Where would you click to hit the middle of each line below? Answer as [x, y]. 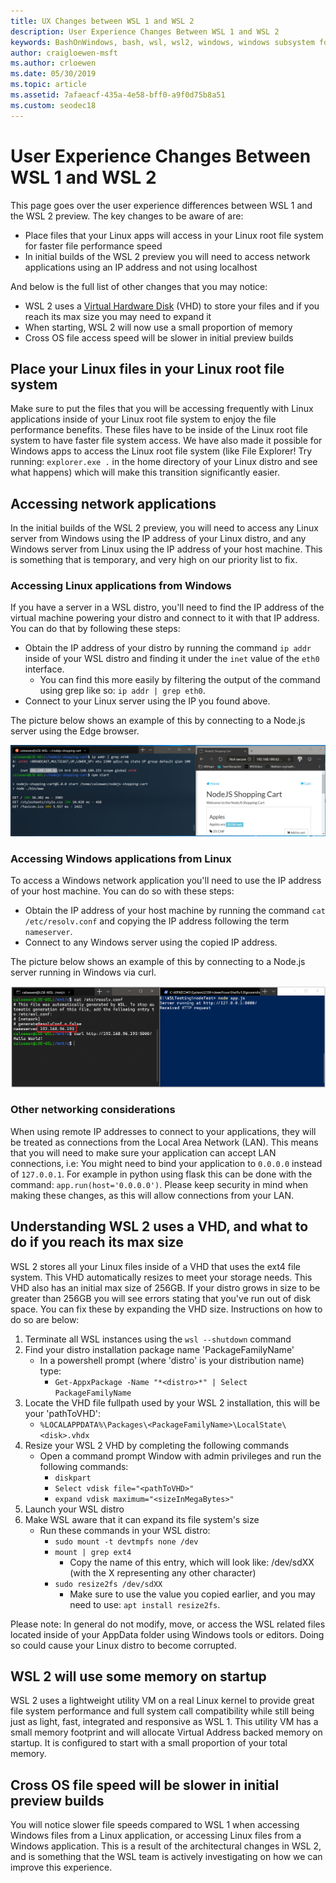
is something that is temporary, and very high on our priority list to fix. [154, 560]
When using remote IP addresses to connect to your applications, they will [163, 1131]
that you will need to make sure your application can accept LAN [143, 1152]
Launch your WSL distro [74, 1509]
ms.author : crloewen [53, 63]
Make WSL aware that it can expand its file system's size [142, 1519]
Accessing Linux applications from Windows [121, 586]
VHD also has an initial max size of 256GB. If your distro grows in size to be [165, 1287]
